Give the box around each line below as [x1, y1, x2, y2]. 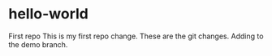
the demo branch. [8, 39, 68, 49]
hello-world [8, 5, 89, 23]
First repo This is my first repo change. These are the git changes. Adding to [8, 31, 264, 41]
